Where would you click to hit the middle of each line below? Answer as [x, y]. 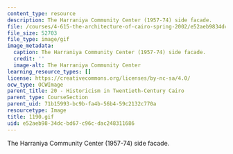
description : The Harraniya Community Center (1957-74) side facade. [110, 20]
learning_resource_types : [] [49, 71]
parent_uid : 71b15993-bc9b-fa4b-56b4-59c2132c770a [82, 104]
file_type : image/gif [38, 40]
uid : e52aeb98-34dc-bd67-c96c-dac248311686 [71, 123]
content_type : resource [42, 14]
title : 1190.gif [31, 117]
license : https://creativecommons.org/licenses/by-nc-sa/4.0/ [99, 78]
